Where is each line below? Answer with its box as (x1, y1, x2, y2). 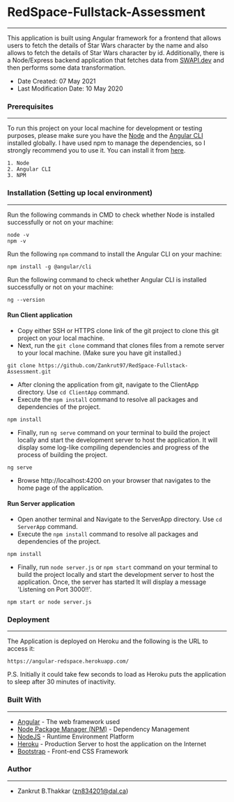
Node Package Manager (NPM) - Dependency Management (17, 725, 190, 733)
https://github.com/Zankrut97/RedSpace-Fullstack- (38, 362, 189, 369)
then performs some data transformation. (7, 63, 126, 72)
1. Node (7, 160, 30, 167)
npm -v (7, 238, 26, 245)
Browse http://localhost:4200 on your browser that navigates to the (17, 476, 211, 484)
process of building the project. (17, 450, 108, 458)
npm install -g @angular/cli (7, 263, 92, 270)
